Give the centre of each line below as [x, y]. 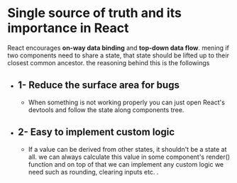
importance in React [68, 28]
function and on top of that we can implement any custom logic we [126, 164]
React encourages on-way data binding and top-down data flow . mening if [118, 48]
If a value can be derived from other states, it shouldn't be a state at [127, 149]
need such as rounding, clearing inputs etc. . [93, 172]
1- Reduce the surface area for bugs [98, 85]
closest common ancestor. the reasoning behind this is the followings [109, 62]
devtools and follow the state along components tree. [106, 110]
